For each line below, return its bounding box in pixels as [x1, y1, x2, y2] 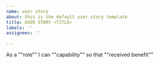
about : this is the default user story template [6, 14, 128, 20]
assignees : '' [6, 30, 41, 36]
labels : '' [6, 24, 33, 31]
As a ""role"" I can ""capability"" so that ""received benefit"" [6, 51, 154, 58]
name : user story [6, 8, 49, 15]
